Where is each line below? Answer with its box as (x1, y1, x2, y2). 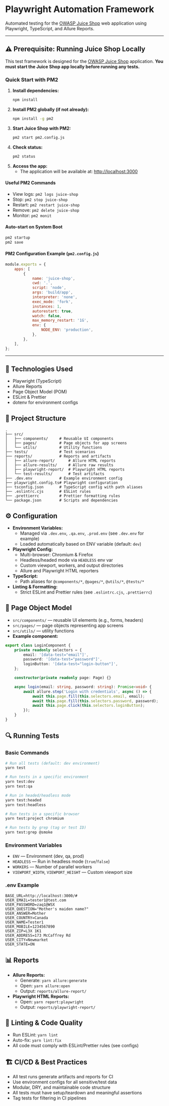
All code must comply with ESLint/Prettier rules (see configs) (12, 1043, 139, 1049)
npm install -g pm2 (12, 116, 54, 121)
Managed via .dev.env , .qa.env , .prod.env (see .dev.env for (20, 530, 144, 536)
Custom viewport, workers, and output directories (20, 562, 124, 568)
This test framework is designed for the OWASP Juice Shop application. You (5, 58, 163, 64)
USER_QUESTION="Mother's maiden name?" (5, 906, 89, 912)
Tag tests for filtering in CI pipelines (12, 1095, 87, 1101)
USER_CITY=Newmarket (5, 937, 49, 942)
